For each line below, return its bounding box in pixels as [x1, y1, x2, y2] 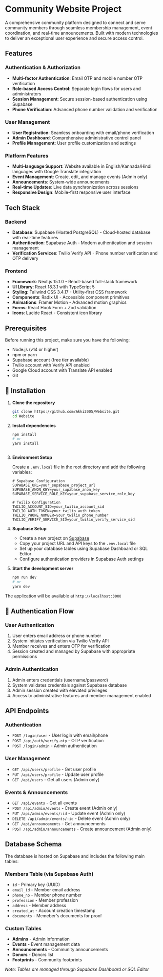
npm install [12, 432, 37, 437]
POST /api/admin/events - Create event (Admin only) [12, 805, 118, 811]
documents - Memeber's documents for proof [12, 913, 102, 919]
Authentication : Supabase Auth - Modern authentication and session [12, 240, 152, 246]
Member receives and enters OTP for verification [12, 643, 111, 649]
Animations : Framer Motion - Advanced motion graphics [12, 299, 127, 305]
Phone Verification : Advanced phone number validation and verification [12, 106, 158, 112]
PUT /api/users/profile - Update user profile [12, 772, 104, 777]
